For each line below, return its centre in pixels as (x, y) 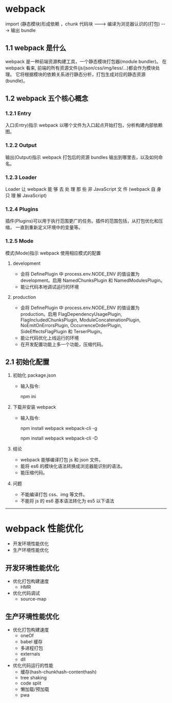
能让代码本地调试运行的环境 (50, 286)
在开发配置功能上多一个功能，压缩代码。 (63, 344)
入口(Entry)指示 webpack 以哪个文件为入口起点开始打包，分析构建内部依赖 (84, 125)
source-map (33, 599)
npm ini (28, 396)
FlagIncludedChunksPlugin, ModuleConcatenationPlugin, (80, 320)
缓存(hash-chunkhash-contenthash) (58, 672)
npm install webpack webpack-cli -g (59, 428)
